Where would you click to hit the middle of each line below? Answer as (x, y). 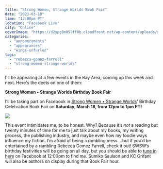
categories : (17, 37)
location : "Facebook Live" (32, 23)
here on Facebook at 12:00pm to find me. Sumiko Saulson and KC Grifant (78, 156)
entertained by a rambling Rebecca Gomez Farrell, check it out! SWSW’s (77, 146)
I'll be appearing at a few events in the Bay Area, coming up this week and (79, 78)
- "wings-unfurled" (29, 50)
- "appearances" (26, 46)
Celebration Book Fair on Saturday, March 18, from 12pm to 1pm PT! (73, 107)
